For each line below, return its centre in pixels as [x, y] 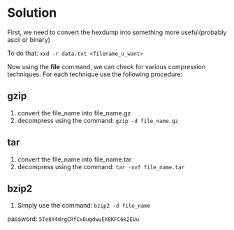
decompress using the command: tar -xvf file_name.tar [101, 166]
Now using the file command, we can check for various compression [107, 66]
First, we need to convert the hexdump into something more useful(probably [117, 32]
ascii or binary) [29, 39]
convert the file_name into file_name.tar [74, 159]
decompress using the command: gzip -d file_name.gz [98, 120]
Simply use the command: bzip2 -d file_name [84, 206]
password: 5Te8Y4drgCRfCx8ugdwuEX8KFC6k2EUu [73, 219]
